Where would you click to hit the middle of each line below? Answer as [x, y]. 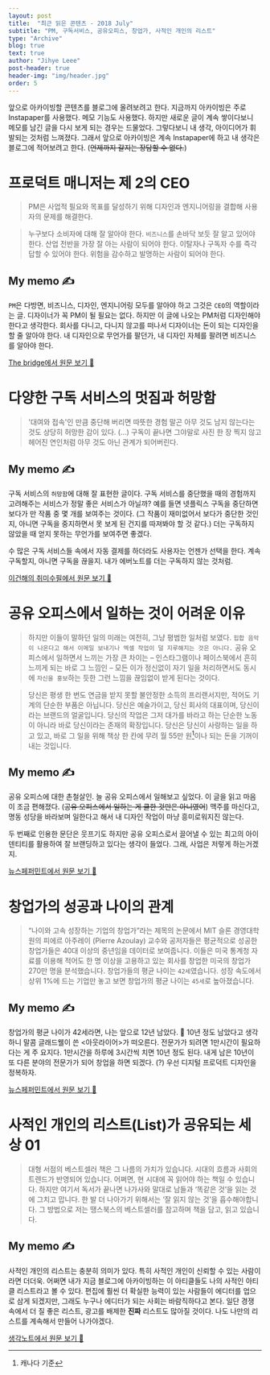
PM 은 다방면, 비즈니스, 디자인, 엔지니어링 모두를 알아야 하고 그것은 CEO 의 [120, 305]
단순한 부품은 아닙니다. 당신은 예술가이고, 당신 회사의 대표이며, [141, 705]
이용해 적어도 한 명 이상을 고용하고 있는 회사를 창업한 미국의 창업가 [147, 961]
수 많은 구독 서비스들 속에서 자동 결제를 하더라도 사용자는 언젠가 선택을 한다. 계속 [135, 551]
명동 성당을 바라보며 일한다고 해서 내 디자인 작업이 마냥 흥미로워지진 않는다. [126, 817]
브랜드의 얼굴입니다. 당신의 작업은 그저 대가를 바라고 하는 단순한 [143, 714]
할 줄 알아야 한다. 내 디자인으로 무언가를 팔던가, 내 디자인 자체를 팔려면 [119, 336]
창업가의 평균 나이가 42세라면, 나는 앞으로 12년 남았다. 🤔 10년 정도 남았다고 [126, 1033]
